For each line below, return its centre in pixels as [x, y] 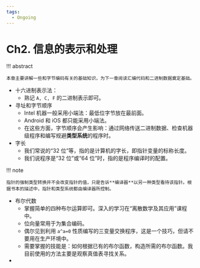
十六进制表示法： [36, 91]
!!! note [15, 170]
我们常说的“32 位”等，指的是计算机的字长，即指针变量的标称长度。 [107, 151]
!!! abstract [20, 66]
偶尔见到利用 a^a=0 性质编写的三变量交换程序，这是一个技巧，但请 [106, 231]
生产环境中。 [56, 238]
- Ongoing [24, 18]
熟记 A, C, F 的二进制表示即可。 [64, 98]
